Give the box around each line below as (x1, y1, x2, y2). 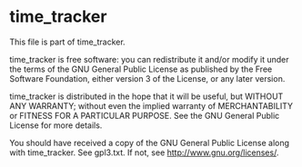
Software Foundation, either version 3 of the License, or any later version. (9, 73, 286, 83)
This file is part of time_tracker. (9, 36, 126, 47)
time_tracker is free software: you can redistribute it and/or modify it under (9, 54, 289, 64)
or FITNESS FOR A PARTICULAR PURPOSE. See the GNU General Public (9, 110, 280, 121)
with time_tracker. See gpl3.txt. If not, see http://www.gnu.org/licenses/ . (9, 147, 279, 158)
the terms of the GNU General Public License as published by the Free (9, 64, 273, 74)
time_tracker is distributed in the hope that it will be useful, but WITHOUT (9, 91, 284, 102)
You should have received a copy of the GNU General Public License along (9, 137, 289, 148)
